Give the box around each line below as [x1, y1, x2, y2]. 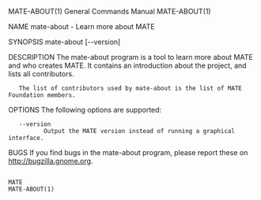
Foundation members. [8, 91, 77, 99]
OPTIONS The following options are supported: [8, 106, 162, 114]
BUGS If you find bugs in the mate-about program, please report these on [8, 148, 248, 157]
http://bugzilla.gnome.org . [8, 157, 93, 165]
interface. [8, 134, 44, 142]
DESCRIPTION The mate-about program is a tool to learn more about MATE [8, 53, 253, 61]
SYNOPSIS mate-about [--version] [8, 37, 121, 46]
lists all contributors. [8, 69, 74, 78]
